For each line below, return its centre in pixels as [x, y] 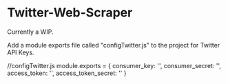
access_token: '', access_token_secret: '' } [67, 73]
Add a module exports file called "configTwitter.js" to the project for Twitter [114, 45]
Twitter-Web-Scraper [70, 13]
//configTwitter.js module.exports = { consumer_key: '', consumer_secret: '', [114, 65]
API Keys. [21, 52]
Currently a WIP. [30, 32]
